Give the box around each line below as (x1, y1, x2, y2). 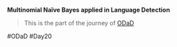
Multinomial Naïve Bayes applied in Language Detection (7, 6, 170, 14)
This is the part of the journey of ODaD (23, 19, 134, 27)
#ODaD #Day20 (7, 32, 52, 40)
